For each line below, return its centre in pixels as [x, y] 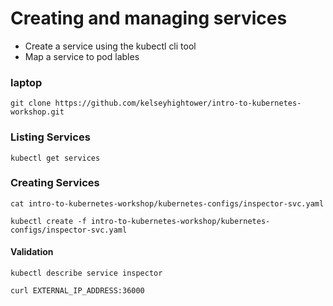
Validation [32, 252]
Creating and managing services [149, 18]
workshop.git [37, 112]
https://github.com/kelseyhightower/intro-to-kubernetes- [178, 103]
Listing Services [50, 137]
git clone [31, 103]
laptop [26, 82]
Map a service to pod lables [82, 56]
